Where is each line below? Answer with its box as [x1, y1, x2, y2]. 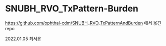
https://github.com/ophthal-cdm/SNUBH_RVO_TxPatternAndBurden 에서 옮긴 [5, 20, 162, 26]
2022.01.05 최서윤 [5, 36, 42, 42]
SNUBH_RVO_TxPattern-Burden [5, 3, 139, 14]
